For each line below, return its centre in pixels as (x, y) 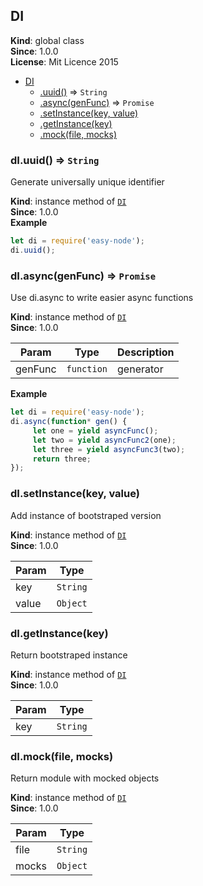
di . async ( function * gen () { (69, 422)
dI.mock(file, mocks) (62, 756)
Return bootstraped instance (69, 655)
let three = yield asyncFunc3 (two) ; (109, 449)
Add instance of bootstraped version (86, 515)
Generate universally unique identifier (87, 182)
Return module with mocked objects (85, 778)
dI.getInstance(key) (59, 633)
